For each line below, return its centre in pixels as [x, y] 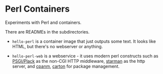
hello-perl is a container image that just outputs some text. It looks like [84, 41]
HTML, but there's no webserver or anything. [57, 46]
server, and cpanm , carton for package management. [66, 66]
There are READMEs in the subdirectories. [47, 32]
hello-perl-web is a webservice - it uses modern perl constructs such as [85, 56]
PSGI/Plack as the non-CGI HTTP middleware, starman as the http [79, 61]
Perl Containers [37, 9]
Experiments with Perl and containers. [43, 22]
